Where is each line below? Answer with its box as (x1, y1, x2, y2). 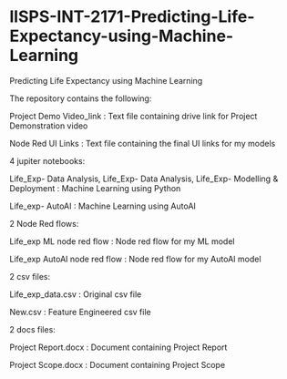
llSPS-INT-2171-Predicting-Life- (9, 6, 255, 27)
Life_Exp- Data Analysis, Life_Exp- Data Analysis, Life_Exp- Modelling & (9, 173, 279, 184)
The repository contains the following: (9, 93, 152, 104)
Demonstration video (9, 120, 88, 131)
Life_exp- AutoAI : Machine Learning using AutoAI (9, 200, 196, 211)
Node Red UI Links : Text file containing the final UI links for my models (9, 138, 276, 149)
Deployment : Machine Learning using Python (9, 182, 181, 193)
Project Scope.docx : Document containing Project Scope (9, 359, 226, 370)
